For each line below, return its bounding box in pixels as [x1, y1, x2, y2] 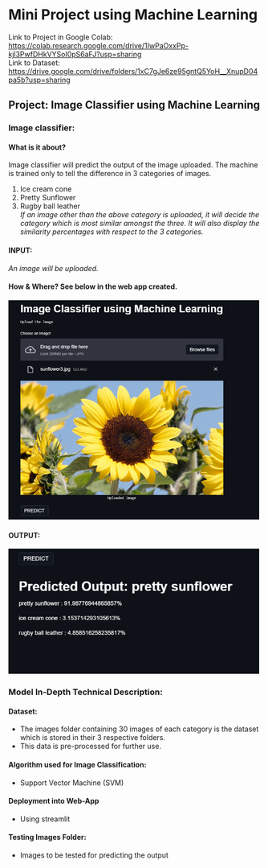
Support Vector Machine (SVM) [19, 778, 124, 788]
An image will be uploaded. [8, 263, 99, 273]
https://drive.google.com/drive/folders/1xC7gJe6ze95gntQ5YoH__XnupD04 [8, 66, 258, 76]
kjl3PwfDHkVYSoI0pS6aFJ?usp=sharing [8, 49, 142, 59]
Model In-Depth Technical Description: [8, 686, 163, 697]
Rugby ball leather [19, 201, 80, 211]
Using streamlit [19, 814, 71, 824]
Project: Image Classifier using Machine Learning [8, 98, 261, 112]
